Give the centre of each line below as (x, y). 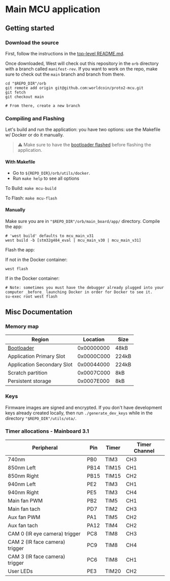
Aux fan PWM (24, 517)
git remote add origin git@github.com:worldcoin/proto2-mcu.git (74, 88)
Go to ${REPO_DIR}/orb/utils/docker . (51, 173)
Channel (144, 450)
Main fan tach (24, 509)
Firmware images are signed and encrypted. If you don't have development (84, 407)
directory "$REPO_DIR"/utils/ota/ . (41, 418)
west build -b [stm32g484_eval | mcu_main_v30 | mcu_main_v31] (73, 240)
